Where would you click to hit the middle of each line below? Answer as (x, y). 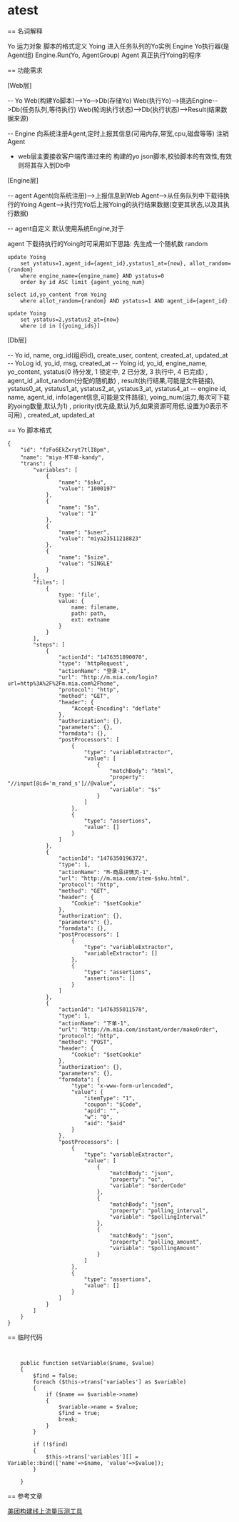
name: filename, (95, 607)
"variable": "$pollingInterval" (157, 1217)
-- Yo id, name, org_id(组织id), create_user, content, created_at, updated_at (118, 355)
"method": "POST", (86, 1042)
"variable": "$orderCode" (148, 1186)
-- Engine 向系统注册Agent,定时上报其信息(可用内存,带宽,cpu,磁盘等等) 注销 (118, 133)
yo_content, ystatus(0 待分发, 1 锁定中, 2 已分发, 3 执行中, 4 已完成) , (108, 371)
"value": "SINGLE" (86, 563)
